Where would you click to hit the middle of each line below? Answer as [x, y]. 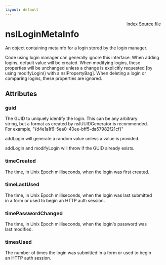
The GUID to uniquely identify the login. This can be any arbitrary [71, 118]
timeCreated [21, 161]
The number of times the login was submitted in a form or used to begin [78, 253]
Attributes [21, 94]
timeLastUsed [22, 185]
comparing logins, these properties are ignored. [54, 78]
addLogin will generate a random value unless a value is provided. [72, 139]
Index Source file [144, 24]
